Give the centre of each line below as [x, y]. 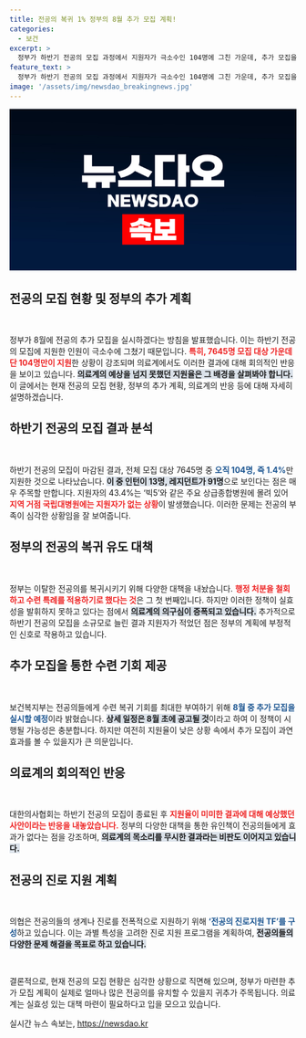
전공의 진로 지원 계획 [63, 880]
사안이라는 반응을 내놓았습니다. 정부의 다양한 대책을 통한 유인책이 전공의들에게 [148, 825]
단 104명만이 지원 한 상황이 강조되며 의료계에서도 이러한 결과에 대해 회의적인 [144, 363]
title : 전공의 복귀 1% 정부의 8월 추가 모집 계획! [93, 19]
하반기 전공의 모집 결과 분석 [81, 429]
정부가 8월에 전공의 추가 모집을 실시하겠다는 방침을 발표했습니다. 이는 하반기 [144, 340]
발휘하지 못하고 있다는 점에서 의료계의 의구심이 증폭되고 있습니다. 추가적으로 [161, 611]
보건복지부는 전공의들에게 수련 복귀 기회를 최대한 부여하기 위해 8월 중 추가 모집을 [153, 707]
